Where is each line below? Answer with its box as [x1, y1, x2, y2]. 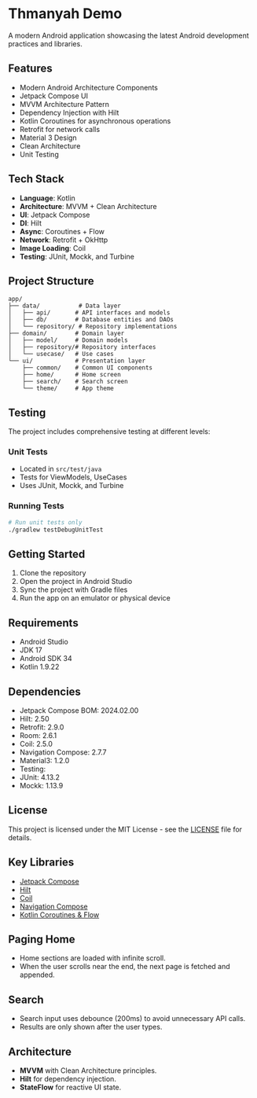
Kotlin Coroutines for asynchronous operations [19, 116, 171, 126]
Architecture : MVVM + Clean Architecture [19, 201, 157, 211]
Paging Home [8, 932, 76, 946]
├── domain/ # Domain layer [8, 329, 125, 338]
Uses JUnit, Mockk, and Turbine [19, 481, 124, 490]
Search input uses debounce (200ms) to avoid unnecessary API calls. [19, 1014, 246, 1023]
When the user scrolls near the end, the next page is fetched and [19, 962, 230, 971]
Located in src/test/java [19, 465, 102, 474]
